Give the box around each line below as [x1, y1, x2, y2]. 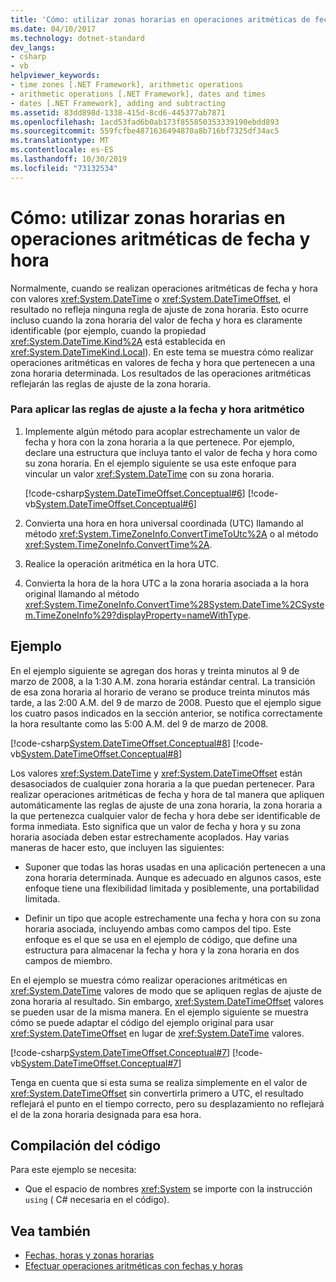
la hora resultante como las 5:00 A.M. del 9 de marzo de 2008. [10, 717, 269, 730]
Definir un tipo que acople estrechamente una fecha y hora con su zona [24, 912, 322, 924]
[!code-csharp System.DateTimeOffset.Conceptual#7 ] [10, 1046, 231, 1058]
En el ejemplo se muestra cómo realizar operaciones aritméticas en [10, 974, 288, 986]
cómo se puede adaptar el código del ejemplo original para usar [10, 1016, 274, 1028]
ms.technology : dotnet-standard [10, 33, 145, 43]
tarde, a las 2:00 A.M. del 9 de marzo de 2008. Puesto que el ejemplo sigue [10, 696, 322, 708]
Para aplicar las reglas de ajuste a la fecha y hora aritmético [10, 402, 305, 416]
